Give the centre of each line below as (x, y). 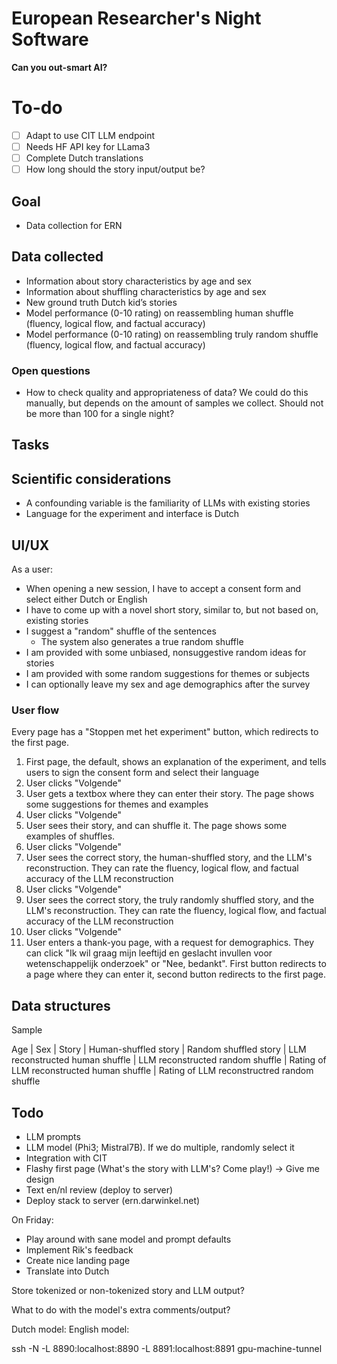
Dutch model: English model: (70, 1329)
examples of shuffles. (70, 836)
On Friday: (32, 1219)
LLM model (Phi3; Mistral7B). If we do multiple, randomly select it (160, 1147)
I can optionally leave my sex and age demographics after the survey (168, 684)
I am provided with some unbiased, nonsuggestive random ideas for (166, 653)
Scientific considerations (91, 478)
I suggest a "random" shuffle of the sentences (121, 631)
